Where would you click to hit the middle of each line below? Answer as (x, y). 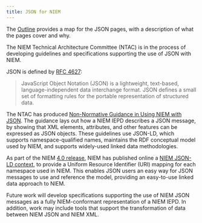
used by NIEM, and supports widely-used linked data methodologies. (92, 146)
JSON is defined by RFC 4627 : (44, 71)
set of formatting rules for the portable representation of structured (105, 96)
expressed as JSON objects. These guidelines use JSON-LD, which (90, 133)
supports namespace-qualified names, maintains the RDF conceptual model (101, 140)
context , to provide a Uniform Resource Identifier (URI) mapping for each (105, 164)
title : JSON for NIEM (34, 12)
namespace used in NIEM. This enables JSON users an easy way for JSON (100, 171)
